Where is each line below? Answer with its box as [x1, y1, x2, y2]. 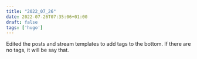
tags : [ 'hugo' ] [6, 24, 43, 31]
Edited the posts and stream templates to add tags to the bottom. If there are [6, 40, 191, 47]
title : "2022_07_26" [6, 8, 57, 14]
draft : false [6, 19, 38, 25]
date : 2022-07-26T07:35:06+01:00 [6, 14, 88, 20]
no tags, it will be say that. [6, 47, 69, 54]
